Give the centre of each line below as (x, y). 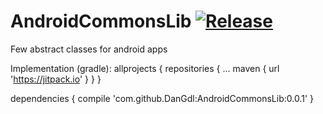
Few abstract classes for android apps (89, 49)
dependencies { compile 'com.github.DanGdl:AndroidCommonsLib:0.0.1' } (162, 98)
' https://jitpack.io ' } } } (56, 79)
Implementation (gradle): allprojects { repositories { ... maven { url (145, 68)
